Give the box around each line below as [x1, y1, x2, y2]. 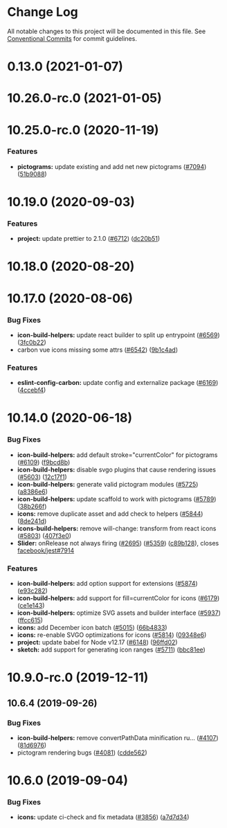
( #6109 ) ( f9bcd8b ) [17, 458, 71, 466]
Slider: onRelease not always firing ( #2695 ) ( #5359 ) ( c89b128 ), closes [17, 539, 219, 547]
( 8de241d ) [17, 516, 47, 525]
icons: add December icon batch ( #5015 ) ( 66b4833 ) [17, 624, 167, 632]
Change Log [7, 4, 78, 20]
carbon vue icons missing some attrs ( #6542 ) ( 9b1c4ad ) [17, 345, 179, 354]
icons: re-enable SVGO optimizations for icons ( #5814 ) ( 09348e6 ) [17, 631, 207, 639]
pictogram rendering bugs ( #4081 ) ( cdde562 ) [17, 748, 147, 757]
